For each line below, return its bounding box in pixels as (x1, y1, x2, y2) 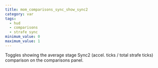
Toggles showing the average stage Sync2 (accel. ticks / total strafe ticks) (5, 52, 154, 58)
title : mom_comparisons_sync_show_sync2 (5, 7, 88, 12)
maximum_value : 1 (5, 39, 40, 44)
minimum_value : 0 (5, 34, 40, 39)
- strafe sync (9, 30, 38, 34)
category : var (5, 12, 34, 17)
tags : (5, 16, 16, 21)
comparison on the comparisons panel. (5, 57, 84, 63)
